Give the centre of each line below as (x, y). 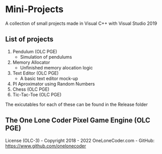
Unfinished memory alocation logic (57, 67)
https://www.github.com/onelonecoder (46, 146)
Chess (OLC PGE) (31, 89)
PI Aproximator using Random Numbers (53, 84)
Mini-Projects (35, 9)
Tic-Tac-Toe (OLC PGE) (37, 94)
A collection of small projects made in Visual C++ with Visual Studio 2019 (81, 23)
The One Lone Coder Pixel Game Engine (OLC (78, 120)
